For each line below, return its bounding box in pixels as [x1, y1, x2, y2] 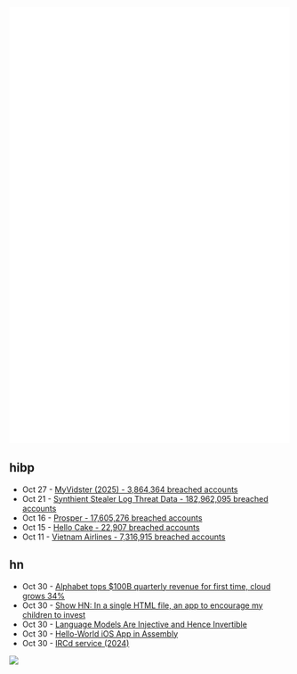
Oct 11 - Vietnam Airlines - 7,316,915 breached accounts [21, 531, 226, 542]
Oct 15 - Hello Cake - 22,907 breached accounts [21, 522, 200, 532]
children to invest [21, 609, 86, 620]
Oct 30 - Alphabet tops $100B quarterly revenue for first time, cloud [21, 580, 271, 591]
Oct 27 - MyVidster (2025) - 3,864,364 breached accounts [21, 484, 238, 495]
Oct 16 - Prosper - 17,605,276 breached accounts [21, 512, 203, 523]
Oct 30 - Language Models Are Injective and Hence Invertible [21, 619, 247, 629]
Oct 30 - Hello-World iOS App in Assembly [21, 628, 179, 639]
